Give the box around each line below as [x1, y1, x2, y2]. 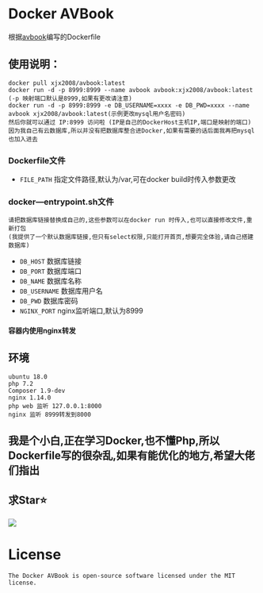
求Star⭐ [8, 493, 48, 506]
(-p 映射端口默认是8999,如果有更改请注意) [8, 94, 132, 102]
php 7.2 [8, 379, 34, 387]
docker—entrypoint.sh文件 [8, 196, 115, 207]
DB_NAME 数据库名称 [19, 276, 82, 286]
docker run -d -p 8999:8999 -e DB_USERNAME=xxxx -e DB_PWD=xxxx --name [8, 101, 250, 110]
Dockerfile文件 [8, 155, 66, 166]
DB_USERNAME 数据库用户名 [19, 287, 103, 296]
